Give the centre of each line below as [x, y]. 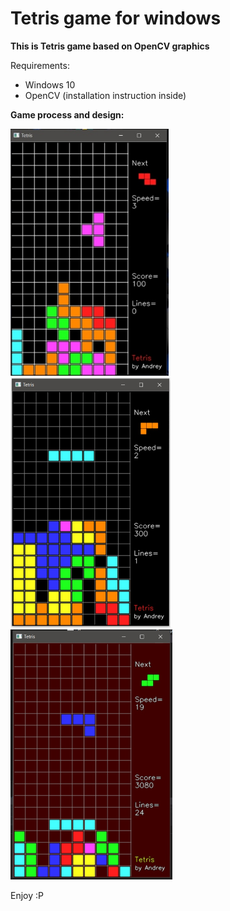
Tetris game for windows [116, 18]
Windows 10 [50, 84]
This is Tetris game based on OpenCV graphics [110, 46]
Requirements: [40, 65]
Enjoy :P [27, 895]
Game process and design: [67, 114]
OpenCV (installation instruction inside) [105, 95]
